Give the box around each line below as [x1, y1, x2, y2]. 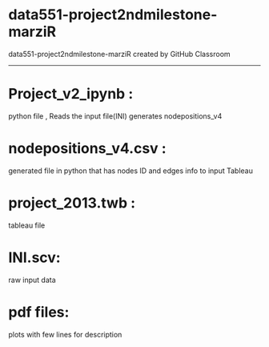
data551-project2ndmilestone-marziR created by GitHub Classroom [8, 49, 231, 59]
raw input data [8, 275, 56, 284]
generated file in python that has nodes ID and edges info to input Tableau [8, 166, 254, 176]
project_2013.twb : [8, 194, 136, 212]
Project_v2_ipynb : [8, 85, 134, 103]
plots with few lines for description [8, 329, 122, 339]
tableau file [8, 220, 46, 230]
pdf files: [8, 303, 70, 321]
